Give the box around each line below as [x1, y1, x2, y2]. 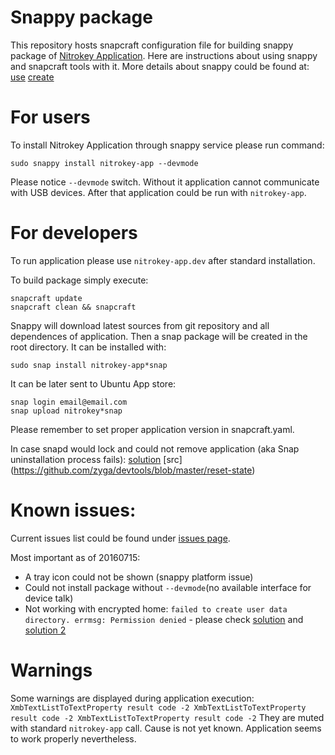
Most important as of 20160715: [10, 551, 141, 563]
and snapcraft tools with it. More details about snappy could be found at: [10, 60, 310, 72]
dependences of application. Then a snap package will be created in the [10, 330, 308, 342]
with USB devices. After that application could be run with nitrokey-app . [10, 186, 307, 198]
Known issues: [10, 499, 137, 521]
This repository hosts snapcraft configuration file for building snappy [10, 39, 294, 51]
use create [10, 71, 55, 83]
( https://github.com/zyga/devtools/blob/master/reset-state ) [10, 464, 256, 476]
